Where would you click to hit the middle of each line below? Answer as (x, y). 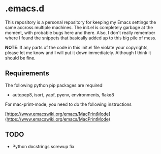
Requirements (27, 74)
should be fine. (20, 58)
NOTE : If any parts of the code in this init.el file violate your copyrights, (77, 47)
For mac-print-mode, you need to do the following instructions (68, 104)
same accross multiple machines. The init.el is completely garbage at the (79, 27)
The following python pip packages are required (54, 85)
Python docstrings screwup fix (43, 146)
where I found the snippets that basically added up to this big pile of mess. (81, 38)
